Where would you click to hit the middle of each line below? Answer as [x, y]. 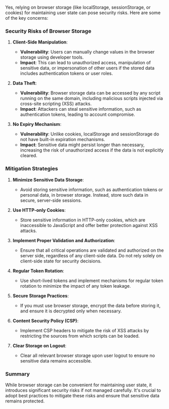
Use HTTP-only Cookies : [39, 210]
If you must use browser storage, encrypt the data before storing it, [90, 305]
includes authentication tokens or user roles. [66, 73]
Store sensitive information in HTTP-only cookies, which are [83, 220]
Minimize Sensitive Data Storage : [48, 179]
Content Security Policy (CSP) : [46, 321]
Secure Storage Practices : [41, 296]
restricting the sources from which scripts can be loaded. [80, 336]
